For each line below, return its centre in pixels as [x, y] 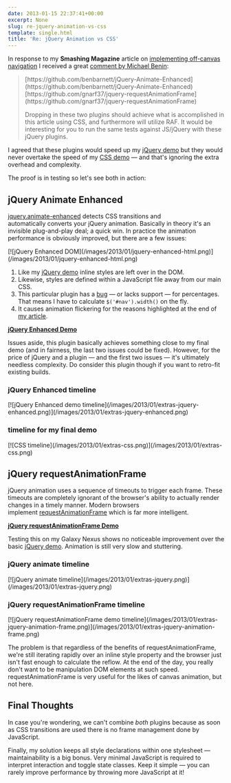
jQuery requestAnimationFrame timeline [76, 605]
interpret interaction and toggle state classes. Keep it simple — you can [109, 764]
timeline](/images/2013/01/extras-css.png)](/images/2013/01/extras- [125, 445]
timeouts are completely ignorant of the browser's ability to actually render [113, 498]
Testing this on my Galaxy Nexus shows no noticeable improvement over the [116, 539]
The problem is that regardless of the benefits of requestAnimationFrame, [112, 647]
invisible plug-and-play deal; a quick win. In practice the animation [102, 231]
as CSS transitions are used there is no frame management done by [104, 729]
